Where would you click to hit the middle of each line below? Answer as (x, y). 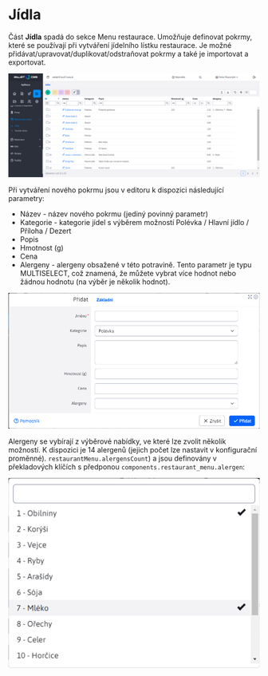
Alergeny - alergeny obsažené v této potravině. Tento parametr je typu (136, 264)
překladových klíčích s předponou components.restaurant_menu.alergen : (127, 466)
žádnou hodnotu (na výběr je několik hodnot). (95, 282)
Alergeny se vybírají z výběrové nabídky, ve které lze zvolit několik (117, 441)
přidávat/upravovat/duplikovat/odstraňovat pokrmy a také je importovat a (128, 53)
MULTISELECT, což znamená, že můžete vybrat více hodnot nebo (128, 273)
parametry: (27, 198)
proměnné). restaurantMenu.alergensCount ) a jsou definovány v (112, 458)
